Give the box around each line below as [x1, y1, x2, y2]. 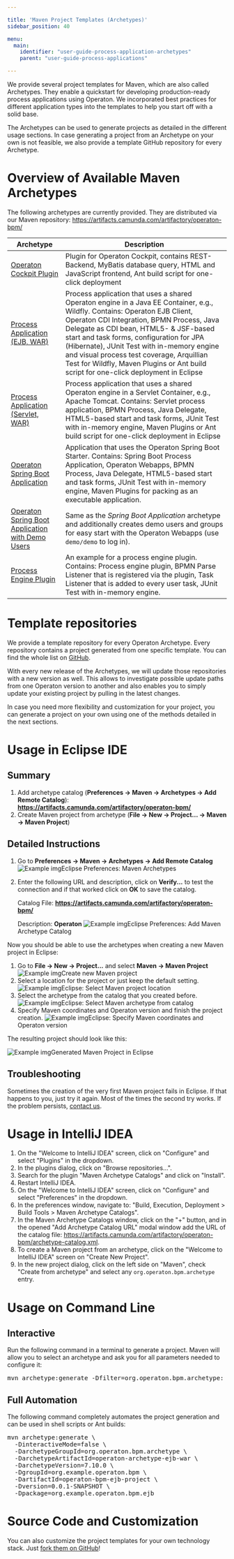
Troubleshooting [7, 1068, 81, 1080]
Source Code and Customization [7, 1514, 199, 1530]
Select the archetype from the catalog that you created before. [17, 991, 198, 1000]
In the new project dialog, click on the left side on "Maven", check [17, 1260, 206, 1268]
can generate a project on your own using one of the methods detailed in [7, 710, 217, 718]
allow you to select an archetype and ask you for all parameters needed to [7, 1353, 221, 1362]
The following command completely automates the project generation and [7, 1412, 220, 1421]
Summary [7, 770, 51, 782]
